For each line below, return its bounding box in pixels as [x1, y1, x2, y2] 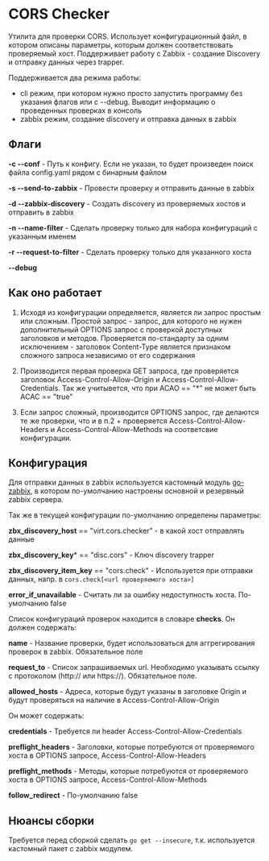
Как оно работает [8, 286, 102, 300]
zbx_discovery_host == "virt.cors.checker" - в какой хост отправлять [8, 526, 245, 536]
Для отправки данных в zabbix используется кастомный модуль [8, 477, 231, 488]
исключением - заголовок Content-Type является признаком [19, 342, 231, 351]
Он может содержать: [8, 711, 85, 721]
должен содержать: [8, 622, 77, 633]
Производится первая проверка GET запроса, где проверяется [19, 366, 239, 376]
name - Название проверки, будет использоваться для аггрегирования [8, 638, 255, 648]
